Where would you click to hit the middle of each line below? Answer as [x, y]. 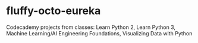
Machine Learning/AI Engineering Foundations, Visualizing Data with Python [99, 33]
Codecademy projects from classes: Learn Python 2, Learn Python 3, [91, 27]
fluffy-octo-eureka [54, 11]
